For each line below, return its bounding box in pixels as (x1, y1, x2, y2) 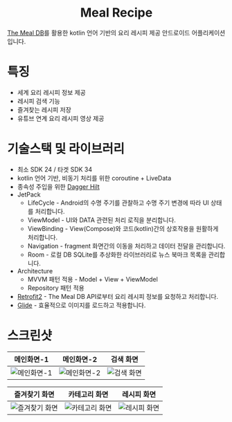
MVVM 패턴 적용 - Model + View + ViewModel (27, 275, 158, 283)
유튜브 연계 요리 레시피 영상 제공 (17, 114, 105, 122)
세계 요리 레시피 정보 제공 (17, 88, 87, 96)
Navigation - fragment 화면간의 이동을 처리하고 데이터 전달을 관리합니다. (27, 241, 226, 250)
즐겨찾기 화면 (14, 389, 55, 399)
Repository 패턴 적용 (27, 284, 84, 292)
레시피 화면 (122, 389, 157, 399)
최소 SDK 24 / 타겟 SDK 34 (17, 165, 93, 174)
